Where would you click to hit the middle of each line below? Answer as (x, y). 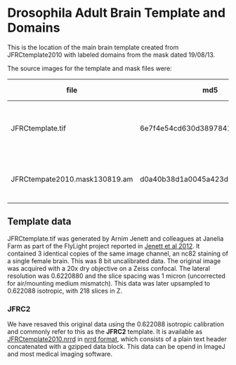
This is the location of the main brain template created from (93, 47)
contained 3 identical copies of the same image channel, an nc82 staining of (118, 253)
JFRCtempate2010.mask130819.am (72, 179)
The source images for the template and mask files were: (90, 68)
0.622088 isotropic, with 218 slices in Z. (65, 291)
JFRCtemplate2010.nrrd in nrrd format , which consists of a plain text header (117, 339)
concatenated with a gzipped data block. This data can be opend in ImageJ (117, 347)
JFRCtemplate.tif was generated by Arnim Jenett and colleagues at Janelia (116, 238)
